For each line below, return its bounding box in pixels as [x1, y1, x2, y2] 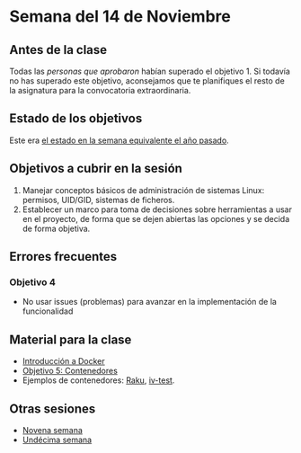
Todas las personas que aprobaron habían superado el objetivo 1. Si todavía [9, 66, 290, 76]
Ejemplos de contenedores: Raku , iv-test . [22, 375, 175, 386]
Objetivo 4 [9, 276, 57, 289]
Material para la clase [9, 332, 132, 347]
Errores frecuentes [9, 249, 118, 264]
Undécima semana [22, 434, 93, 445]
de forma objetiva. [22, 223, 91, 234]
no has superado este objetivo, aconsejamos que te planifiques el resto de [9, 75, 285, 86]
